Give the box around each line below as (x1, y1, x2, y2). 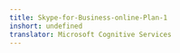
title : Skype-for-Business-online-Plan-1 (9, 13, 168, 22)
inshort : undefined (9, 22, 83, 31)
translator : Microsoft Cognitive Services (9, 30, 172, 39)
